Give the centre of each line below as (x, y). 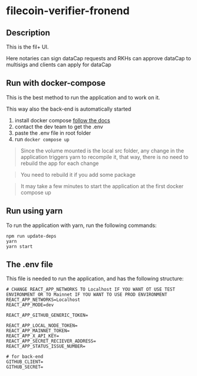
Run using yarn (35, 211)
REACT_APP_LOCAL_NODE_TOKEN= (42, 326)
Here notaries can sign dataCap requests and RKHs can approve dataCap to (99, 58)
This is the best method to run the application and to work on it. (83, 97)
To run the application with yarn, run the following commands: (81, 225)
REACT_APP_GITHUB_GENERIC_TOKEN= (47, 315)
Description (28, 33)
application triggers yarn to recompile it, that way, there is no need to (104, 157)
